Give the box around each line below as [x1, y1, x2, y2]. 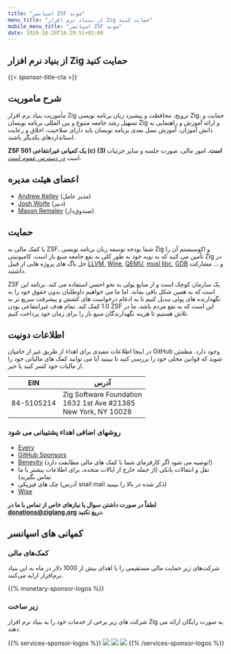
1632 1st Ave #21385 [62, 398, 136, 408]
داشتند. [8, 266, 26, 275]
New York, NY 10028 [62, 407, 133, 417]
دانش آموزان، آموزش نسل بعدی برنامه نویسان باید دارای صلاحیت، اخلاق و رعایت [8, 125, 213, 134]
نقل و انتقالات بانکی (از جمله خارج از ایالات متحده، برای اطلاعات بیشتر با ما [17, 465, 210, 473]
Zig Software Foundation [62, 390, 143, 400]
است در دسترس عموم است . [8, 153, 82, 162]
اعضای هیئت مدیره [8, 173, 79, 186]
